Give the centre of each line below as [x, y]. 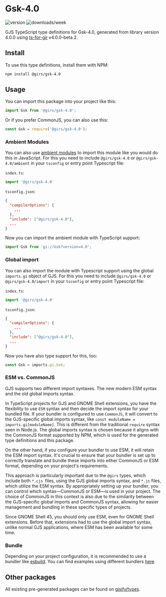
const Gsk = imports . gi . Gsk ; [35, 365]
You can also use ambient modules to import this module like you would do [82, 153]
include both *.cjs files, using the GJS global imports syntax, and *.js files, [83, 481]
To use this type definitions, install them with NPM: [57, 65]
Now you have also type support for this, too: [51, 355]
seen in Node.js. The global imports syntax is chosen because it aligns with [82, 429]
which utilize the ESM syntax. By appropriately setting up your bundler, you [82, 486]
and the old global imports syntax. [40, 394]
